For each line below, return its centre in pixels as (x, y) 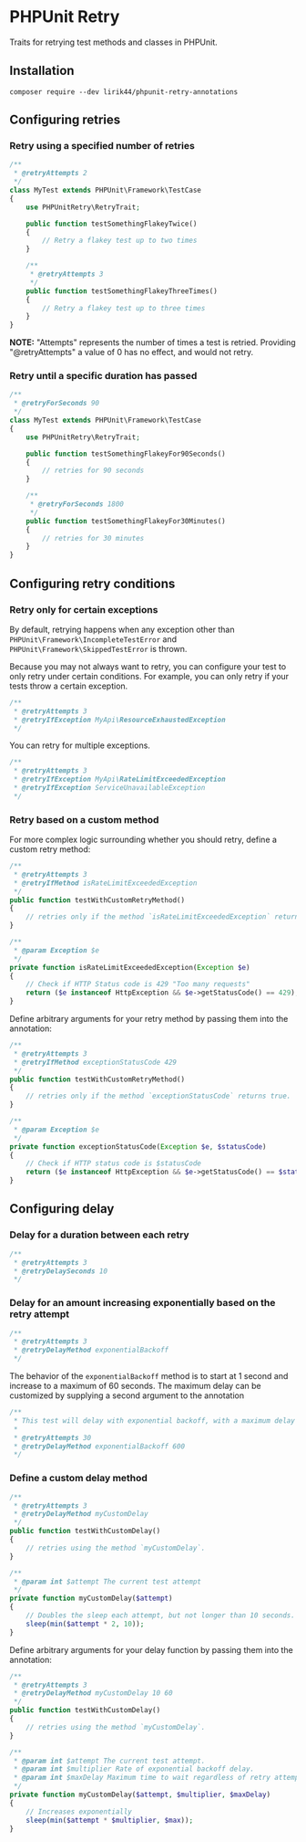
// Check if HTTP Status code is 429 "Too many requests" (138, 984)
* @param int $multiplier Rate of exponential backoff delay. (134, 1769)
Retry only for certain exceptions (84, 609)
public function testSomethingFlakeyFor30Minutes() (126, 521)
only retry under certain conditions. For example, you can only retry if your (149, 676)
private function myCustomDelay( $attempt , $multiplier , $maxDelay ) (140, 1795)
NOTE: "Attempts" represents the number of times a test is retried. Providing (153, 342)
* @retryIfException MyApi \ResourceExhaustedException (119, 720)
